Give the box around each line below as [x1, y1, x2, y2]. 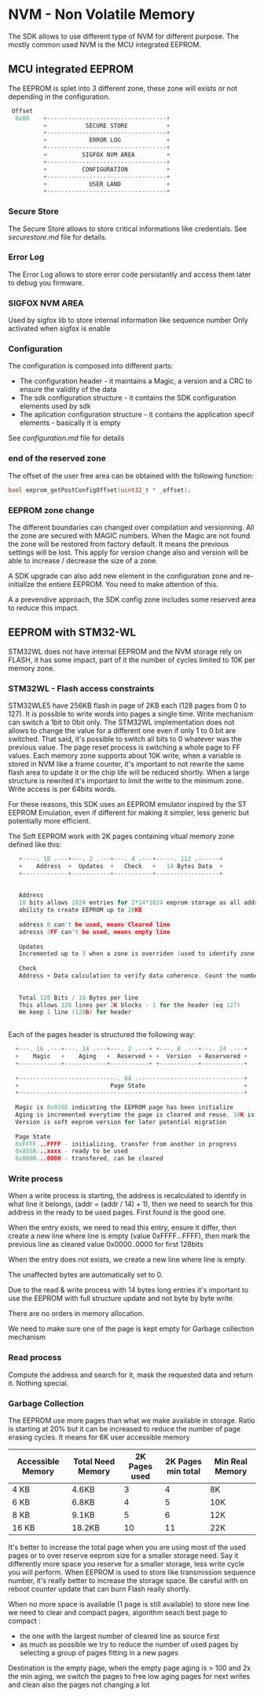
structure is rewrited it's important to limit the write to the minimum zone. [8, 776, 244, 786]
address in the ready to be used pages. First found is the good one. [8, 1208, 226, 1217]
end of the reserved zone [8, 453, 106, 464]
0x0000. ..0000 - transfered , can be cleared [15, 1155, 163, 1163]
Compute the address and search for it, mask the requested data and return [8, 1369, 254, 1380]
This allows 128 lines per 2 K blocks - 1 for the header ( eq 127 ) [18, 1001, 241, 1009]
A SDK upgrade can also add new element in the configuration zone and [8, 571, 242, 581]
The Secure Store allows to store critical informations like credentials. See [8, 224, 247, 233]
